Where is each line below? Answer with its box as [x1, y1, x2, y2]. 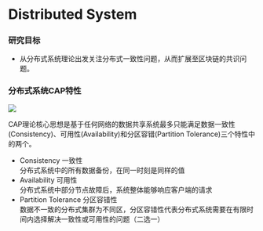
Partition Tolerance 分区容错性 [19, 194, 118, 204]
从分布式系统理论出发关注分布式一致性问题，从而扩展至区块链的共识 [19, 54, 240, 63]
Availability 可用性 [19, 175, 78, 185]
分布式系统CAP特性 [8, 85, 82, 96]
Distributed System [8, 5, 137, 23]
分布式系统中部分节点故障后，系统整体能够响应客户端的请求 [19, 185, 213, 194]
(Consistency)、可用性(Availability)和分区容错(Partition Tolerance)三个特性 [8, 129, 249, 139]
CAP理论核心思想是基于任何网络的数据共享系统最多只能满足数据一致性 [8, 119, 236, 128]
